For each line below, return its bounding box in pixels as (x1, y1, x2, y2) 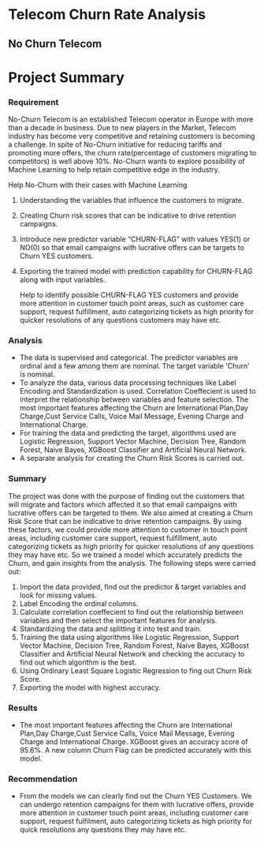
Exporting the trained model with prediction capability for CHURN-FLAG (19, 267, 253, 276)
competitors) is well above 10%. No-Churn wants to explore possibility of (8, 156, 246, 167)
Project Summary (8, 69, 125, 86)
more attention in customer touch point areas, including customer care (19, 808, 249, 818)
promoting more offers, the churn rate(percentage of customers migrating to (8, 148, 257, 158)
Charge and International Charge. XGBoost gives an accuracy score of (19, 736, 248, 747)
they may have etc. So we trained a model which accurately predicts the (8, 550, 243, 559)
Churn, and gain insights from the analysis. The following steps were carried (8, 558, 256, 567)
